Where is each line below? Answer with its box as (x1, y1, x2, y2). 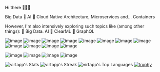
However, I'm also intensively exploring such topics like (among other (5, 23, 145, 29)
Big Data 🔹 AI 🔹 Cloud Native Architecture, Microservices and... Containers (5, 14, 155, 19)
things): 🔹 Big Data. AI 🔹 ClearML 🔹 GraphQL (5, 29, 95, 34)
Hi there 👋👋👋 (5, 5, 31, 10)
